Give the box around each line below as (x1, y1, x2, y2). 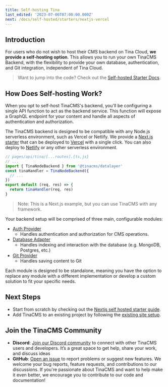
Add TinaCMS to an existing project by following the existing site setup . (12, 311, 161, 317)
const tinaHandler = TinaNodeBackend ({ (5, 168, 89, 173)
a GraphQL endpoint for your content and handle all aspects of (5, 113, 135, 119)
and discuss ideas (12, 350, 50, 356)
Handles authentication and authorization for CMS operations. (20, 231, 149, 237)
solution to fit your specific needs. (5, 278, 76, 284)
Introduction (5, 35, 45, 44)
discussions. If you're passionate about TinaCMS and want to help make (12, 366, 163, 372)
